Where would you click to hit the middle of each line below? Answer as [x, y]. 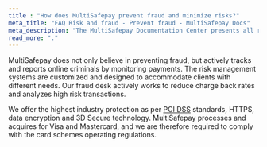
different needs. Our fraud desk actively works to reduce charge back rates [132, 86]
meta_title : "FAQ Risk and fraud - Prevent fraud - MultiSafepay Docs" [129, 23]
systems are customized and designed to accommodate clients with [120, 77]
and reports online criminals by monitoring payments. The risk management [132, 69]
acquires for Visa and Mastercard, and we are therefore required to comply [131, 126]
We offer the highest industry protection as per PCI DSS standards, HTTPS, [131, 110]
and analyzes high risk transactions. [67, 94]
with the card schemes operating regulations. [83, 135]
